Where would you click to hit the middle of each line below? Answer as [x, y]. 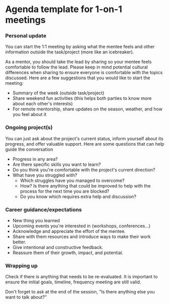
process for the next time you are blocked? [65, 191]
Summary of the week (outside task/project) [58, 93]
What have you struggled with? [45, 175]
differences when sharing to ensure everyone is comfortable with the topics [84, 73]
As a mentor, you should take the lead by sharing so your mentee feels [78, 62]
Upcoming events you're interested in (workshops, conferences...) [81, 226]
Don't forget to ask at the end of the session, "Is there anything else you [80, 292]
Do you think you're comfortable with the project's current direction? [84, 169]
